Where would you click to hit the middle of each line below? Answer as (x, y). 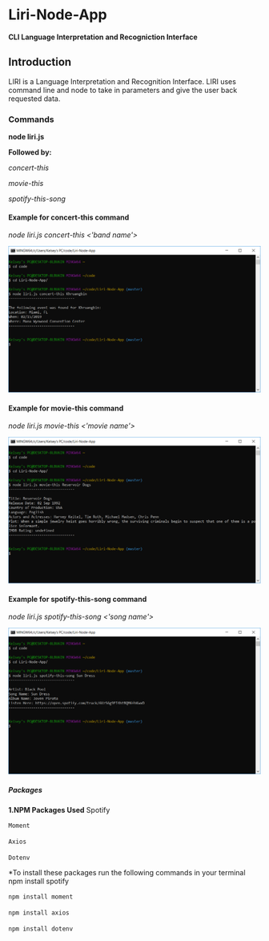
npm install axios (39, 913)
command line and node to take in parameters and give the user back (123, 90)
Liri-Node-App (58, 15)
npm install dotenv (41, 929)
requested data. (34, 99)
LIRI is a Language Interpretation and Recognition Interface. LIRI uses (122, 81)
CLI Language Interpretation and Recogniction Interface (103, 37)
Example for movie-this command (66, 408)
